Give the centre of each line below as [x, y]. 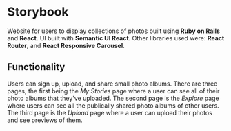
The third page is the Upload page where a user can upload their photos [110, 112]
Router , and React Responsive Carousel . [66, 45]
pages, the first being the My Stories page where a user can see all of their [113, 91]
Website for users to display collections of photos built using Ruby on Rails [114, 31]
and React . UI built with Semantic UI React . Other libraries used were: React [116, 38]
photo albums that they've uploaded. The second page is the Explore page [113, 98]
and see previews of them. [45, 120]
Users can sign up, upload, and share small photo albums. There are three [112, 84]
